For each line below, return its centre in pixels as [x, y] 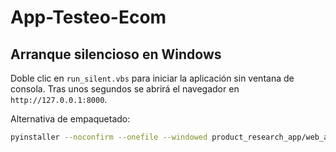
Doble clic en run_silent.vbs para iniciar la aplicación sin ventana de [152, 78]
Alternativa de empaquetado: [70, 119]
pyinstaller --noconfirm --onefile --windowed [109, 137]
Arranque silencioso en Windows [116, 54]
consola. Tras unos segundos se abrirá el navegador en [125, 89]
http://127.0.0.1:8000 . [59, 99]
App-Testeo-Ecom [88, 17]
